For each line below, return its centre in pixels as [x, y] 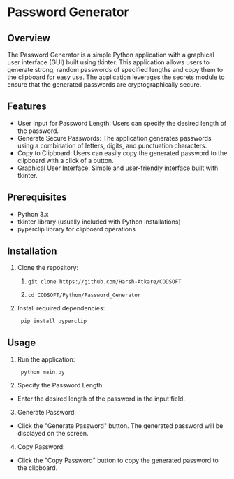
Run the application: [46, 359]
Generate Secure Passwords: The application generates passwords [114, 138]
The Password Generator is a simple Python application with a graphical [111, 55]
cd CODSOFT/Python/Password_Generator [84, 295]
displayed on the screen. [53, 434]
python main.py [43, 372]
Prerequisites [37, 198]
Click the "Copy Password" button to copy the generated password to [118, 460]
